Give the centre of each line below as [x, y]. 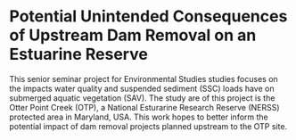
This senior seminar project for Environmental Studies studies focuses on [144, 78]
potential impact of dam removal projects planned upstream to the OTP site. [148, 126]
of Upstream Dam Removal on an [133, 35]
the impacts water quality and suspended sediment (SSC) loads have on [142, 88]
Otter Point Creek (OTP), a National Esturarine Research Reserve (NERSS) [144, 107]
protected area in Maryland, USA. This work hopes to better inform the [139, 117]
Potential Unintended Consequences [148, 16]
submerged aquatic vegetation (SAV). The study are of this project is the [142, 98]
